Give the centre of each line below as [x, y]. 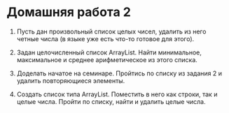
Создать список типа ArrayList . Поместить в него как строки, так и [117, 94]
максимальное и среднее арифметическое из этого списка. [107, 59]
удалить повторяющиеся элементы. [71, 80]
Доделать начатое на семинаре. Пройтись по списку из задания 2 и [119, 73]
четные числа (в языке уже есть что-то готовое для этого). [105, 38]
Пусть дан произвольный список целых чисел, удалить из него [111, 31]
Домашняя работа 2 [69, 12]
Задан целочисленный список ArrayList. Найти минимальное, [109, 52]
